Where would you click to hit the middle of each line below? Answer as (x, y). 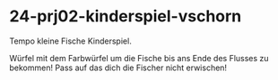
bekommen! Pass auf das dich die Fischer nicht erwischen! (118, 68)
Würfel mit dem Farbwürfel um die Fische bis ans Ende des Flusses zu (139, 58)
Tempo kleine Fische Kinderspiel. (70, 41)
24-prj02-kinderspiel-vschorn (126, 16)
